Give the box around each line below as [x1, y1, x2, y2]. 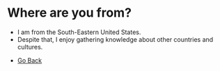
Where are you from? [7, 5, 132, 21]
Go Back [17, 56, 42, 64]
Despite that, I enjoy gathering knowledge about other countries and [17, 35, 214, 43]
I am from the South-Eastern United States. [17, 28, 141, 36]
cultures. [17, 42, 43, 51]
